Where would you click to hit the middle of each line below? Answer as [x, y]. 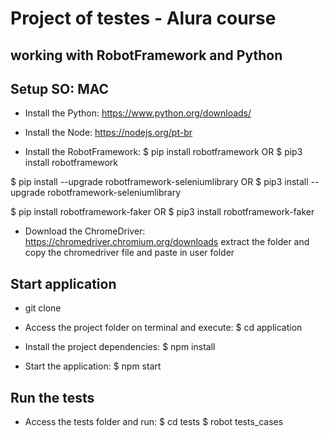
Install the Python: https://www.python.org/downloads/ [138, 113]
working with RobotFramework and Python [146, 55]
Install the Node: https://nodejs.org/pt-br [108, 133]
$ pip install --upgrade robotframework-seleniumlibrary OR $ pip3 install [159, 182]
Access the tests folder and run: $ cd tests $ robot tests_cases [154, 422]
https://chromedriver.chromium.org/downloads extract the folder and [167, 242]
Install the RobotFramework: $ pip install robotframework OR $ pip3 [163, 152]
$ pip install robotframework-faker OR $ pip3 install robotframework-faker [162, 212]
